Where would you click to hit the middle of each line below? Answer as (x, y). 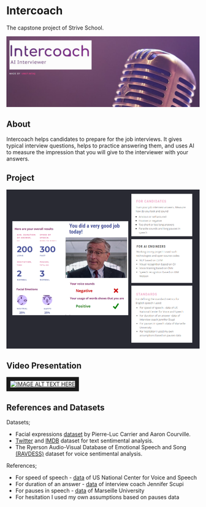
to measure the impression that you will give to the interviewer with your (97, 152)
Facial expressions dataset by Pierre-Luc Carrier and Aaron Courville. (103, 434)
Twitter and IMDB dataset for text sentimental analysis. (84, 441)
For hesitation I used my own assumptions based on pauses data (97, 497)
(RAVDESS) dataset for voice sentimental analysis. (79, 454)
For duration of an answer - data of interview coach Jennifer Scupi (99, 484)
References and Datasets (56, 407)
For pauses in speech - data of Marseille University (80, 491)
